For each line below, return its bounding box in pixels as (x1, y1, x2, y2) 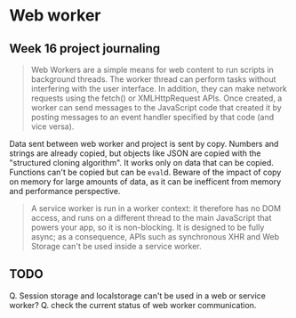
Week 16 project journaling (9, 41, 161, 56)
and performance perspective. (9, 186, 121, 196)
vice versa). (30, 121, 75, 132)
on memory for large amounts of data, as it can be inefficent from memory (9, 176, 282, 187)
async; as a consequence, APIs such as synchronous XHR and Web (30, 232, 280, 241)
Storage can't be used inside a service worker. (30, 241, 202, 251)
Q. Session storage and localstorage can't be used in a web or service (9, 290, 267, 301)
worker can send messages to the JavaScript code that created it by (30, 102, 282, 112)
